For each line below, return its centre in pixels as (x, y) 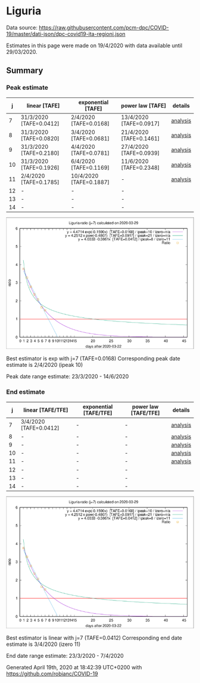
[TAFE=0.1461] (140, 138)
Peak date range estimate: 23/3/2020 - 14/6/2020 (68, 376)
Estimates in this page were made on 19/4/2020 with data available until (94, 45)
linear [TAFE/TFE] (46, 410)
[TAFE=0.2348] (140, 168)
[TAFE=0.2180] (40, 153)
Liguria (24, 11)
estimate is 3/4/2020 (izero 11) (43, 644)
